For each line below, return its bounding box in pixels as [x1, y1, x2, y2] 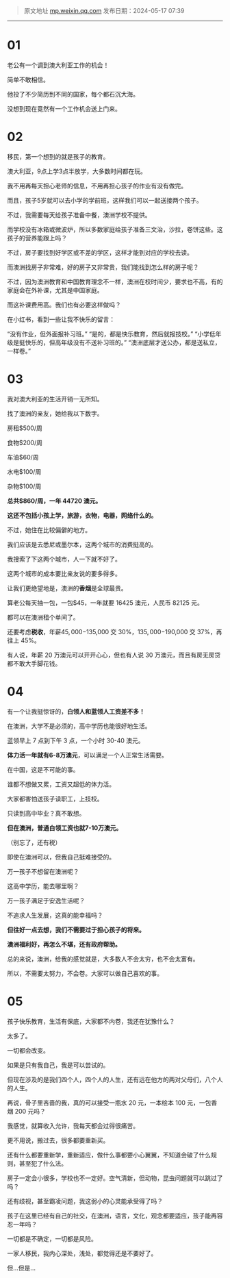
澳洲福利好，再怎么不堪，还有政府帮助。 [7, 940, 121, 948]
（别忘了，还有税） [7, 838, 62, 847]
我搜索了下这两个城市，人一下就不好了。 [7, 555, 121, 563]
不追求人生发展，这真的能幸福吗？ [7, 911, 103, 919]
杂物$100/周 [7, 482, 42, 490]
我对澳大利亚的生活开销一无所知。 [7, 394, 103, 403]
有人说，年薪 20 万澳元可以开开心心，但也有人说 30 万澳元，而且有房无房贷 [7, 651, 221, 659]
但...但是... [7, 1264, 36, 1272]
